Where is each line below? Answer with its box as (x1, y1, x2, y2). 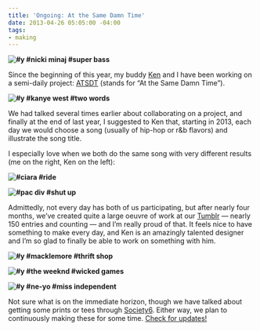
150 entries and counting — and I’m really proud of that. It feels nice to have (8, 220, 253, 229)
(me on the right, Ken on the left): (8, 158, 116, 167)
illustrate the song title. (8, 134, 82, 144)
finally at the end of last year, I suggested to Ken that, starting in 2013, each (8, 117, 252, 126)
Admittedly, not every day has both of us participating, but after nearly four (8, 203, 251, 213)
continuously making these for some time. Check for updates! (8, 314, 208, 323)
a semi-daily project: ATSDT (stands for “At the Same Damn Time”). (8, 78, 226, 88)
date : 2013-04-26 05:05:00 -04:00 (8, 19, 121, 27)
